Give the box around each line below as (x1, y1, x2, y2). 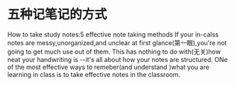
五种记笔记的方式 (7, 6, 108, 23)
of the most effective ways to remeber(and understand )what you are (7, 63, 209, 71)
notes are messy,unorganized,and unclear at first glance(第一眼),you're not (7, 38, 227, 47)
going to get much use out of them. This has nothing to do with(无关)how (7, 47, 222, 56)
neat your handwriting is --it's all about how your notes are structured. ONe (7, 55, 229, 63)
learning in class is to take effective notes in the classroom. (7, 70, 181, 78)
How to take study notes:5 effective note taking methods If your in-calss (7, 30, 219, 39)
